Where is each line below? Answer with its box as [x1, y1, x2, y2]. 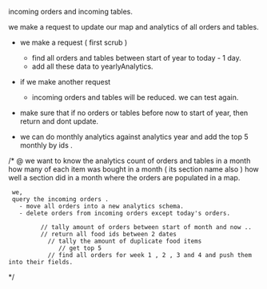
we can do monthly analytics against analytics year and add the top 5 [19, 132, 249, 141]
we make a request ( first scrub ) [19, 38, 128, 47]
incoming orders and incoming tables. [8, 7, 133, 16]
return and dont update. [19, 117, 98, 126]
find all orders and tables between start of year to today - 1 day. [31, 53, 241, 62]
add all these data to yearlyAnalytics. [31, 61, 153, 71]
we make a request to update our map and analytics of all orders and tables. [8, 22, 259, 31]
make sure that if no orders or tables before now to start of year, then [19, 108, 249, 117]
